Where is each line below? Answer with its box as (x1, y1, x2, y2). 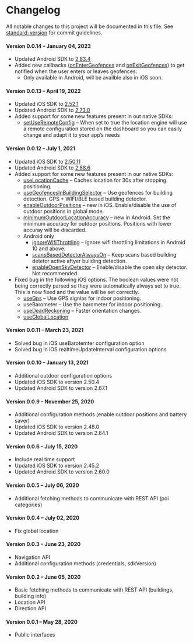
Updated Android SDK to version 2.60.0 (14, 468, 110, 475)
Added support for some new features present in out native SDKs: (14, 113, 173, 120)
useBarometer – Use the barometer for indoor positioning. (23, 300, 162, 307)
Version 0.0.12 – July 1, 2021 (6, 144, 76, 152)
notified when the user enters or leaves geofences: (14, 68, 138, 75)
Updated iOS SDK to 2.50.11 (14, 158, 80, 165)
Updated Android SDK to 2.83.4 (14, 56, 91, 63)
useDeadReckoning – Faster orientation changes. (23, 307, 142, 314)
